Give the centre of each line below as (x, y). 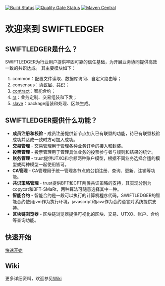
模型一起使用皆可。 (49, 164)
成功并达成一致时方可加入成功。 (45, 139)
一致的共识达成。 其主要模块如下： (40, 68)
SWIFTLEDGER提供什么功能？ (51, 121)
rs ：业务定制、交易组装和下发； (45, 97)
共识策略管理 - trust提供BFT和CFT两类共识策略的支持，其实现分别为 (82, 183)
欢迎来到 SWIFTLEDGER (55, 29)
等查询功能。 (25, 220)
